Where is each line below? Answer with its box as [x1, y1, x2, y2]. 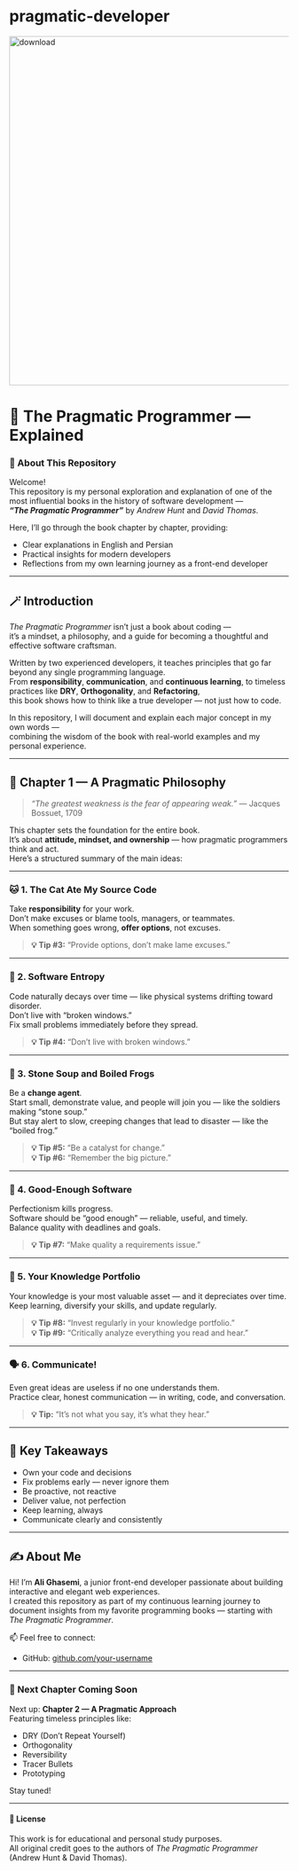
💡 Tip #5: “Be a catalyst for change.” [30, 1142, 166, 1153]
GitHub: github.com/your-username [21, 1653, 153, 1664]
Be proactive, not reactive [21, 1485, 117, 1496]
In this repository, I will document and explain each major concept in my [9, 712, 272, 724]
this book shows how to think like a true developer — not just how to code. [9, 695, 282, 706]
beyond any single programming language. [9, 667, 166, 677]
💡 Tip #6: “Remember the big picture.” [30, 1152, 171, 1163]
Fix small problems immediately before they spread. [9, 1019, 199, 1029]
